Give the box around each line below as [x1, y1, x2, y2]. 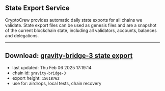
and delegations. [5, 32, 39, 38]
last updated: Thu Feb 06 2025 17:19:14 [12, 64, 92, 70]
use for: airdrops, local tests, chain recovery [12, 80, 102, 86]
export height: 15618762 [12, 75, 60, 81]
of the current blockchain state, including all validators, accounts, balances [5, 27, 157, 33]
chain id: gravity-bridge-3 [12, 70, 66, 76]
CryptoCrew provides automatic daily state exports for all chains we [5, 17, 142, 23]
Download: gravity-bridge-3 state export [5, 52, 133, 60]
